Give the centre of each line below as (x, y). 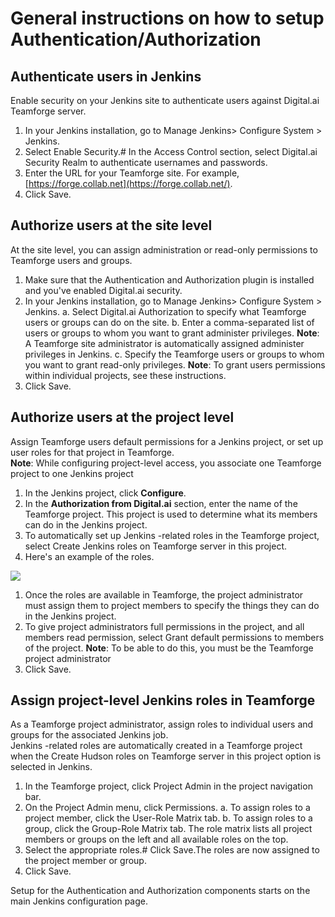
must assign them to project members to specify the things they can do (172, 605)
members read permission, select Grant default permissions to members (174, 637)
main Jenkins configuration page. (79, 901)
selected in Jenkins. (51, 767)
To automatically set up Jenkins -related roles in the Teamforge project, (172, 535)
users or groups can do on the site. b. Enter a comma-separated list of (169, 322)
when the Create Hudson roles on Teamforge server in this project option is (166, 756)
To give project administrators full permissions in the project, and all (164, 626)
